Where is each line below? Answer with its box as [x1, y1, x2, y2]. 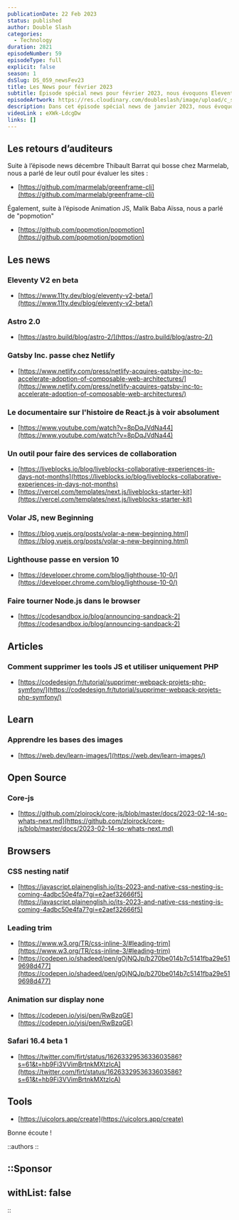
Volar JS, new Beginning [7, 513, 94, 523]
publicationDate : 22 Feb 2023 [7, 10, 97, 18]
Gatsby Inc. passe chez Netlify [7, 350, 115, 360]
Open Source [7, 772, 67, 784]
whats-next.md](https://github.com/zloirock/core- [17, 816, 165, 826]
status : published [7, 17, 62, 24]
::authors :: [7, 1142, 39, 1150]
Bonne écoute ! [7, 1128, 52, 1137]
